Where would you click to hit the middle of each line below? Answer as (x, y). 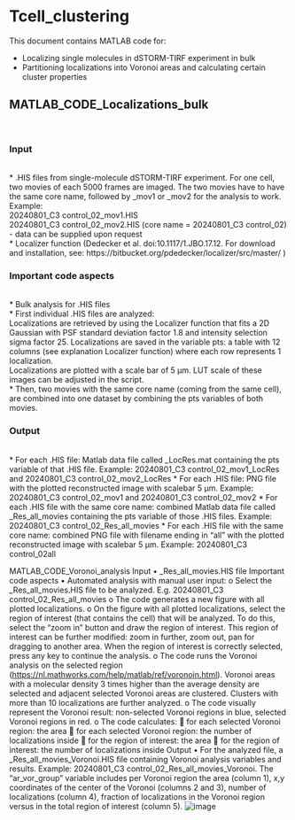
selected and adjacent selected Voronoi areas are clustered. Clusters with (144, 693)
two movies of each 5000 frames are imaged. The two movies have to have (147, 187)
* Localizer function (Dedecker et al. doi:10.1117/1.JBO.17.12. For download (143, 244)
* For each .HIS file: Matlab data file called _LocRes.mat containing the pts (144, 460)
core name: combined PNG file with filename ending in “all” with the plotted (147, 535)
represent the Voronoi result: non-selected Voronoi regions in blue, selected (147, 712)
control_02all (32, 553)
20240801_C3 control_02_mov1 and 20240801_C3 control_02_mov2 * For (144, 497)
